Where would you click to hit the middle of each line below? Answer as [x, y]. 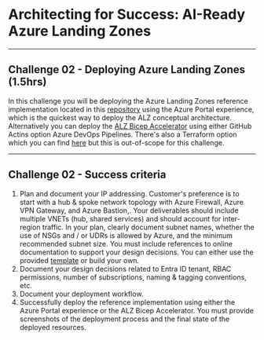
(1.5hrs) [27, 82]
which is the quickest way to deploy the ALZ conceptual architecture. [120, 117]
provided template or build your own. [79, 260]
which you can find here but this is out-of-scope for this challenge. [116, 142]
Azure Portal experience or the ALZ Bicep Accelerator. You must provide [136, 310]
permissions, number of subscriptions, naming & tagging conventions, [133, 277]
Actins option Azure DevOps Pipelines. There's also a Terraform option [123, 134]
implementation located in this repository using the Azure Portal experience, [131, 109]
